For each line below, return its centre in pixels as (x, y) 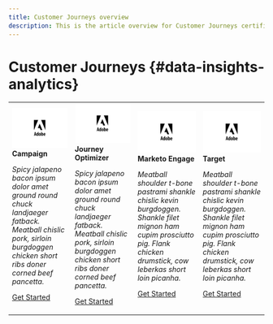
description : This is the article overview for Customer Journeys (123, 26)
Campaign (30, 153)
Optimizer (92, 158)
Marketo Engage (166, 159)
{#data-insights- (207, 67)
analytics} (44, 84)
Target (214, 159)
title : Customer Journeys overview (69, 17)
